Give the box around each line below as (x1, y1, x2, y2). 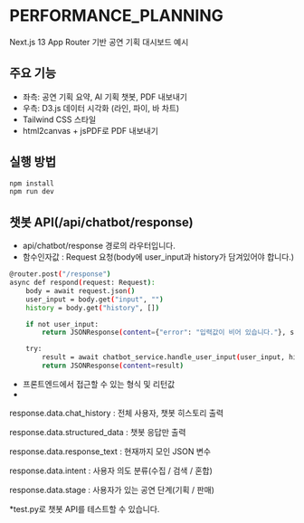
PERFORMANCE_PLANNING (9, 5, 224, 26)
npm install (9, 178, 54, 188)
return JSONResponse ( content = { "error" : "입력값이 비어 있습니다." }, (42, 328, 287, 338)
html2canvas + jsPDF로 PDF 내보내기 (22, 125, 158, 136)
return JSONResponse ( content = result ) (42, 361, 184, 370)
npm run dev (9, 187, 54, 196)
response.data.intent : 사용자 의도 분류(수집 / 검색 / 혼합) (9, 465, 213, 476)
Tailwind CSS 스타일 (22, 114, 97, 125)
